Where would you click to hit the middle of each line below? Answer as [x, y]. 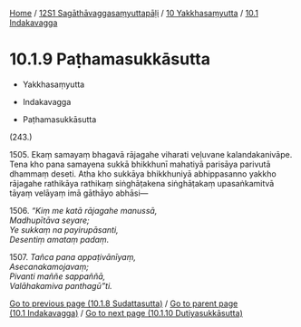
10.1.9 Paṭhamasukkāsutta [110, 59]
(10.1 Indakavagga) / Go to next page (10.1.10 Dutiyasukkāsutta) [126, 313]
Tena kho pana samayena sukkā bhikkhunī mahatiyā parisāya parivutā [140, 164]
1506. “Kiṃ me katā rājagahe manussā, [83, 210]
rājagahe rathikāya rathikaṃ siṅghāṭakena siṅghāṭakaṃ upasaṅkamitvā [142, 183]
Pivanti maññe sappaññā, [58, 276]
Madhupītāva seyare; [49, 220]
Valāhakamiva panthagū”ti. [61, 285]
